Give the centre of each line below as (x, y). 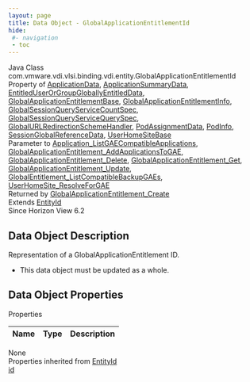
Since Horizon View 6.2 (46, 211)
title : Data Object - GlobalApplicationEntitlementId (99, 23)
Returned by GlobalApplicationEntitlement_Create (89, 194)
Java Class (26, 67)
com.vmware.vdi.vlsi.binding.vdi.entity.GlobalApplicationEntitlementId (122, 76)
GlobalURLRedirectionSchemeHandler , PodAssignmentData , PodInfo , (121, 127)
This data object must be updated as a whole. (94, 269)
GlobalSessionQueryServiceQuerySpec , (73, 118)
